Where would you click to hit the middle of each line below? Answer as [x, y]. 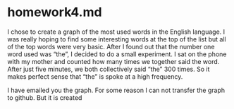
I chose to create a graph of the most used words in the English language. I [116, 32]
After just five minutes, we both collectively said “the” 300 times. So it [109, 69]
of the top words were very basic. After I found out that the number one [111, 46]
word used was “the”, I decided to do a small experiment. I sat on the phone [117, 54]
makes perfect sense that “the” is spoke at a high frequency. [95, 76]
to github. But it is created [45, 97]
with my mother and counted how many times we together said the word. [113, 61]
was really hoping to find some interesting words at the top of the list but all [117, 39]
